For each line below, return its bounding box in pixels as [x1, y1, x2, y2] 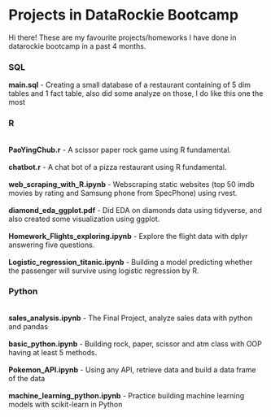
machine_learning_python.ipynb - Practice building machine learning [8, 390, 245, 400]
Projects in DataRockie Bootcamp [8, 6, 238, 24]
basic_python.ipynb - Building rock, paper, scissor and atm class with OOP [8, 339, 262, 349]
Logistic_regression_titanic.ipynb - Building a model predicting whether [8, 257, 253, 267]
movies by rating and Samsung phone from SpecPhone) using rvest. [8, 188, 238, 198]
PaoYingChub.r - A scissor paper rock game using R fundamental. [8, 145, 232, 154]
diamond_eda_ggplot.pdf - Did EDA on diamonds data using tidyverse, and [8, 205, 263, 215]
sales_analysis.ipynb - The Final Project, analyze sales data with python [8, 313, 253, 323]
